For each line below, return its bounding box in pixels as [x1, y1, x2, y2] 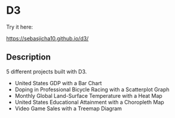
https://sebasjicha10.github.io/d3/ [6, 35, 89, 42]
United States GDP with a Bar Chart [14, 79, 102, 86]
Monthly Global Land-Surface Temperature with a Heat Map [14, 92, 162, 99]
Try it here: [6, 23, 33, 30]
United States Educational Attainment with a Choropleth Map [14, 98, 164, 105]
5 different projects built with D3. [6, 68, 87, 75]
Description [6, 52, 51, 63]
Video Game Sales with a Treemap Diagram [14, 105, 122, 112]
